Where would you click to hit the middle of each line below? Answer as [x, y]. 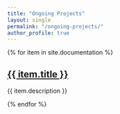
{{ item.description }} [37, 91]
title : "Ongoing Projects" [46, 13]
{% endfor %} [27, 104]
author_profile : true [38, 33]
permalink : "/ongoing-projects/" [55, 26]
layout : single [29, 20]
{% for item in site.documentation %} [60, 53]
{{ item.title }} [38, 74]
